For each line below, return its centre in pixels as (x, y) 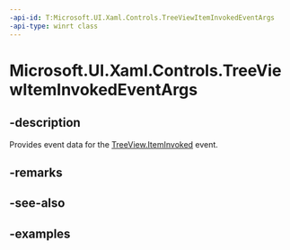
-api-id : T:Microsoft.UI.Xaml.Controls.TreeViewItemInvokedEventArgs (142, 18)
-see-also (37, 203)
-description (45, 123)
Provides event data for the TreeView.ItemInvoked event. (114, 144)
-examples (40, 233)
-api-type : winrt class (54, 26)
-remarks (36, 172)
